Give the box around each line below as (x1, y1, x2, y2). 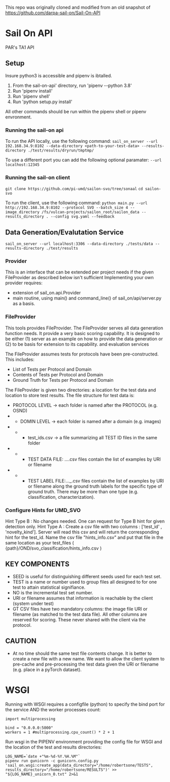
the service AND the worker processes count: (5, 706, 101, 712)
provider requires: (5, 280, 43, 286)
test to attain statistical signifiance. (12, 584, 86, 590)
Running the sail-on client (5, 174, 70, 181)
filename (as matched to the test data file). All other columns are (12, 611, 147, 617)
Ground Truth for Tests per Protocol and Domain (12, 377, 114, 383)
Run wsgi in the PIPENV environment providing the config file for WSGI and (5, 738, 162, 744)
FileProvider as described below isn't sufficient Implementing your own (5, 275, 154, 281)
